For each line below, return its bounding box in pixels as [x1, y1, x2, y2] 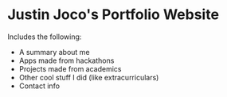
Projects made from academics [18, 64, 122, 73]
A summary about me [18, 47, 90, 56]
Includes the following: [7, 32, 82, 41]
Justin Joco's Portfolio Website [7, 6, 220, 24]
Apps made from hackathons [18, 56, 115, 65]
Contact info [18, 81, 61, 91]
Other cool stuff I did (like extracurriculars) [18, 72, 159, 82]
